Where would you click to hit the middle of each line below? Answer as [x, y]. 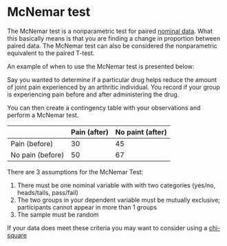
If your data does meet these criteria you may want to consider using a [107, 227]
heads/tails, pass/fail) [47, 192]
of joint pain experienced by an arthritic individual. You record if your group [113, 87]
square [17, 235]
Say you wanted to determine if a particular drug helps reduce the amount [112, 79]
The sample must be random [58, 214]
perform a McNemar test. [43, 115]
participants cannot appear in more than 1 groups [87, 207]
